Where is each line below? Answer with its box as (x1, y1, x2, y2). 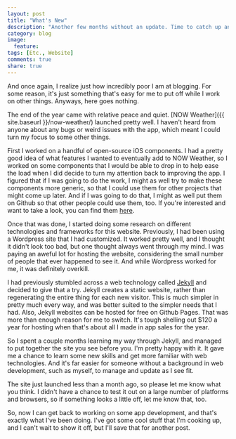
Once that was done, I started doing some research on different (7, 219, 192, 228)
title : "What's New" (7, 17, 68, 24)
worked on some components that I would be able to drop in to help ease (7, 161, 219, 169)
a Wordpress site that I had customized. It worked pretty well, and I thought (7, 235, 225, 243)
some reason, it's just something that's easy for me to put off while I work (7, 89, 220, 98)
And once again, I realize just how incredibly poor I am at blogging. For (7, 81, 212, 90)
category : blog (7, 30, 52, 37)
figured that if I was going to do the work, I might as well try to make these (7, 176, 223, 185)
